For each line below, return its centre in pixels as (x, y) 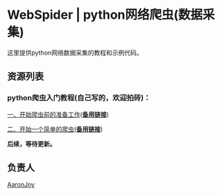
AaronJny (21, 185)
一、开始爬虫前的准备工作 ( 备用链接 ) (58, 114)
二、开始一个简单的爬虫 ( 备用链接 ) (55, 129)
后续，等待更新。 (32, 144)
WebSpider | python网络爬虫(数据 (105, 15)
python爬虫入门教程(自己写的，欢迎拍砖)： (79, 98)
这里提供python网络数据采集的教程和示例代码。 (75, 53)
